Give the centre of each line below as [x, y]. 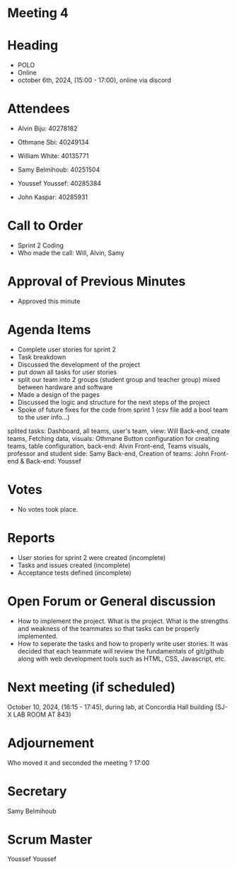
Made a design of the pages [59, 394]
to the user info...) [44, 417]
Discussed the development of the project [79, 364]
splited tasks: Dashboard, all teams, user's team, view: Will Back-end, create [119, 431]
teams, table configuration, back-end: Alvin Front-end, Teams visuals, [109, 446]
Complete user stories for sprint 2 [67, 349]
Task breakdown [42, 357]
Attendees [39, 109]
